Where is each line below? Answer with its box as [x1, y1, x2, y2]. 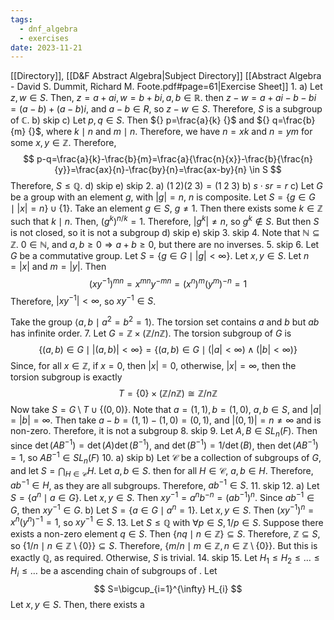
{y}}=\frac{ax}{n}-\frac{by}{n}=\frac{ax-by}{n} [54, 164, 248, 176]
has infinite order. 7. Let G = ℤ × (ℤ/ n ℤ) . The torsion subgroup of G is [10, 327, 292, 339]
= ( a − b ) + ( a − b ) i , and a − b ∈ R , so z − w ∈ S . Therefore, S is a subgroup [10, 103, 323, 115]
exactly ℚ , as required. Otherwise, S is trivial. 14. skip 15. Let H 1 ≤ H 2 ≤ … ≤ [10, 552, 320, 566]
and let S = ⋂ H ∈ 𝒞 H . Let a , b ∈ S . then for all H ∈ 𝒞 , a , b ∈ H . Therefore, [10, 464, 314, 479]
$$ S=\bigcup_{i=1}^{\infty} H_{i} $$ [93, 582, 243, 595]
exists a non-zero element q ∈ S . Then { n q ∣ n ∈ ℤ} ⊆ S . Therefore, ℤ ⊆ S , [10, 528, 321, 540]
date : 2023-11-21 [10, 42, 83, 53]
